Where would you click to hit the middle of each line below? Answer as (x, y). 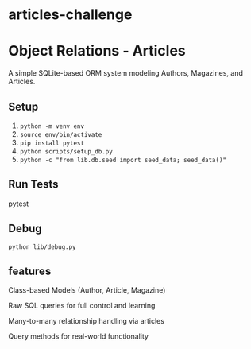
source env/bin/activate (61, 134)
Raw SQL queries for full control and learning (82, 306)
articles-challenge (70, 15)
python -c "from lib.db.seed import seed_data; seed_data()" (123, 160)
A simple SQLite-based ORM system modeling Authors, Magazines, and (126, 73)
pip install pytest (52, 143)
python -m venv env (52, 126)
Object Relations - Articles (97, 51)
